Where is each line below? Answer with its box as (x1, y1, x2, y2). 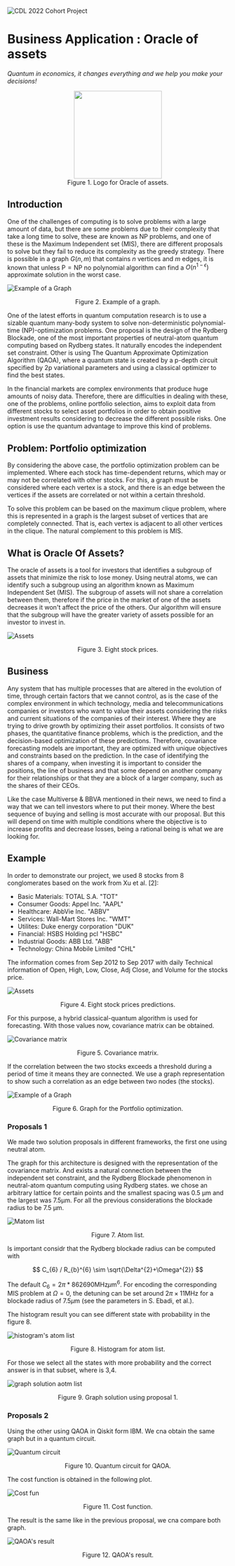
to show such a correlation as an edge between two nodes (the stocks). (7, 1077, 215, 1085)
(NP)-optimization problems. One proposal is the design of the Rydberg (21, 327, 228, 335)
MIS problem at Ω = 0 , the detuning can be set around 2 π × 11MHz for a (7, 1289, 214, 1298)
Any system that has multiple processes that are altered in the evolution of (7, 684, 222, 692)
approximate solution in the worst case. (7, 270, 121, 279)
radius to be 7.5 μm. (7, 1203, 65, 1211)
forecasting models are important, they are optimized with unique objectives (7, 744, 228, 752)
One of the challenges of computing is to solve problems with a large (7, 217, 207, 225)
